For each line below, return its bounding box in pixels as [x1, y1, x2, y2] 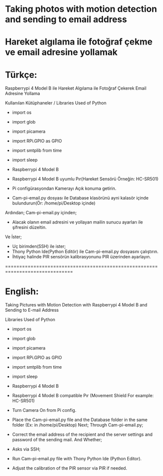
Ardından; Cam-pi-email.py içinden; [5, 210, 77, 216]
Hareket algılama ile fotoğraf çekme [5, 36, 153, 48]
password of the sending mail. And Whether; [12, 437, 102, 443]
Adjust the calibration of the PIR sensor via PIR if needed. [12, 465, 127, 471]
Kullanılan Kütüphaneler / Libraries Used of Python [5, 100, 106, 106]
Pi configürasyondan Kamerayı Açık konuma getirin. [12, 185, 117, 192]
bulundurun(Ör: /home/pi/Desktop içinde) [12, 200, 96, 206]
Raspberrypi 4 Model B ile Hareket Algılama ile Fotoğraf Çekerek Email [5, 85, 146, 91]
